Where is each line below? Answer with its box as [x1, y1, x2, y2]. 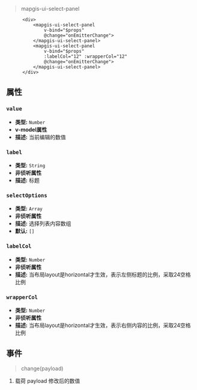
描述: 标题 [14, 177, 40, 184]
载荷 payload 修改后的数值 [14, 377, 80, 384]
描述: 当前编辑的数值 [14, 133, 66, 141]
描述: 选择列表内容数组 [14, 220, 71, 227]
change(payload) [20, 365, 64, 372]
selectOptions [6, 192, 47, 199]
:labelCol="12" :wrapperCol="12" [44, 53, 128, 59]
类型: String [14, 162, 46, 169]
